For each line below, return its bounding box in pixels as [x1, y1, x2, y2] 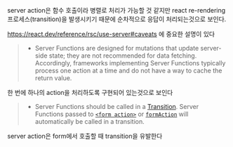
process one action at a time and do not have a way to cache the [34, 66, 222, 75]
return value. [34, 74, 72, 82]
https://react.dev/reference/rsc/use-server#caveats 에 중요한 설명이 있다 [7, 30, 215, 38]
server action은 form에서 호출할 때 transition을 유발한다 [7, 132, 163, 140]
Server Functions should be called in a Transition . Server [34, 103, 199, 110]
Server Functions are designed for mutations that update [34, 44, 199, 52]
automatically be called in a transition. [34, 117, 145, 125]
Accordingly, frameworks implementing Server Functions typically [34, 59, 226, 67]
